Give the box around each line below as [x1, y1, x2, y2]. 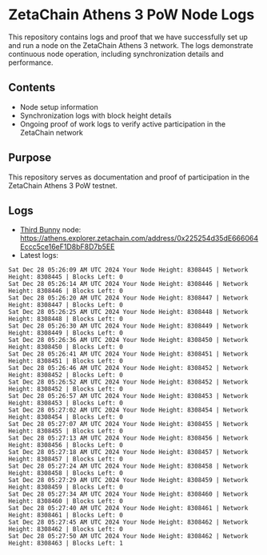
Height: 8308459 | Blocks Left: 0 [8, 483, 124, 492]
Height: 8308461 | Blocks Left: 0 [8, 511, 124, 520]
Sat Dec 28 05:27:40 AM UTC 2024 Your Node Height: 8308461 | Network [8, 505, 249, 513]
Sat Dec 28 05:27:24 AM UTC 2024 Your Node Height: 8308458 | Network [8, 462, 249, 470]
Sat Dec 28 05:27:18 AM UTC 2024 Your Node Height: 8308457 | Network [8, 448, 249, 456]
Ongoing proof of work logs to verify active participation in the [19, 119, 226, 129]
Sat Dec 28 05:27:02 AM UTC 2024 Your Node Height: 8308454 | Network [8, 406, 249, 414]
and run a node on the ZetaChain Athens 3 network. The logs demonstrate [8, 40, 253, 50]
